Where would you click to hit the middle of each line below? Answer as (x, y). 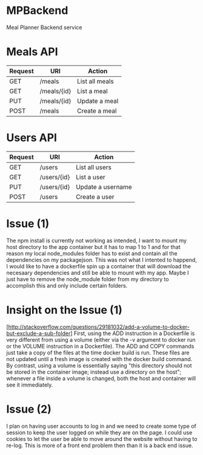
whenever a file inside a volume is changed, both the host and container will (101, 378)
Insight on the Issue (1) (65, 310)
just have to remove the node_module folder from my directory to (88, 279)
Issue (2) (29, 409)
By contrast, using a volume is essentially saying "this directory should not (99, 365)
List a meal (92, 91)
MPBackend (37, 11)
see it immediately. (30, 385)
